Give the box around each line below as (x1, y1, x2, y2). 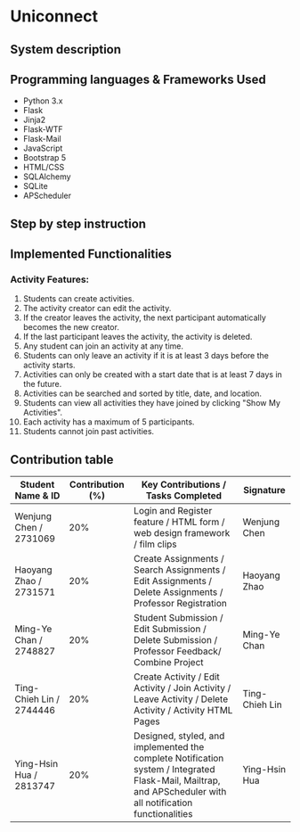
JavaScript (22, 143, 63, 153)
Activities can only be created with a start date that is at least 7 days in (22, 369, 283, 380)
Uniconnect (10, 6, 99, 27)
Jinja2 (22, 114, 46, 126)
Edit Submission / (134, 622, 207, 635)
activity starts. (22, 359, 76, 371)
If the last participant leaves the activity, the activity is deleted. (22, 332, 253, 342)
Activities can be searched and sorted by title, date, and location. (22, 388, 262, 399)
